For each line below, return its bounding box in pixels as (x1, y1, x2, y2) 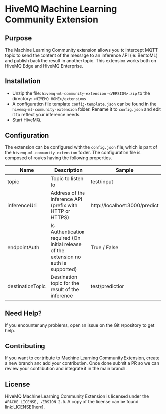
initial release (50, 241, 82, 248)
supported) (50, 266, 77, 273)
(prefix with (50, 202, 78, 208)
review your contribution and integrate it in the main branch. (5, 366, 127, 372)
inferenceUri (7, 202, 37, 208)
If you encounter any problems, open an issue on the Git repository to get (5, 322, 155, 328)
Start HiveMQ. (12, 117, 41, 123)
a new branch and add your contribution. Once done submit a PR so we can (5, 360, 159, 366)
